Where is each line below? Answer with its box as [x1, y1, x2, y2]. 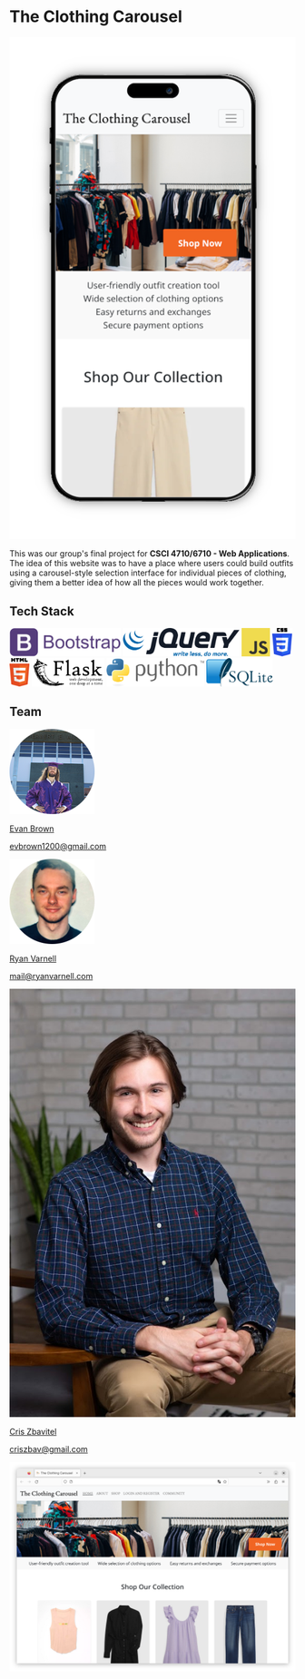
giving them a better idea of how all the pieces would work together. [9, 577, 265, 588]
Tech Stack [9, 604, 74, 619]
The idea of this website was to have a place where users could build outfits [9, 558, 294, 569]
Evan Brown [9, 823, 54, 834]
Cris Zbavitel [9, 1426, 57, 1437]
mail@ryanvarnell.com [9, 970, 93, 981]
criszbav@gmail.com [9, 1443, 88, 1454]
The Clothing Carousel [9, 6, 183, 27]
